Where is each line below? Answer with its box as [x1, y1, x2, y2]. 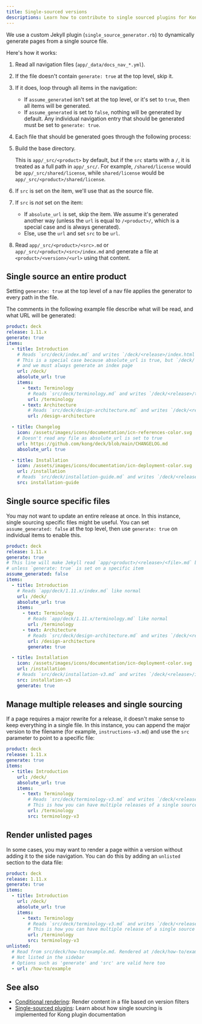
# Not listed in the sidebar [11, 954, 85, 960]
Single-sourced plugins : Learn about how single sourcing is [14, 1005, 163, 1012]
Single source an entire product [6, 272, 127, 282]
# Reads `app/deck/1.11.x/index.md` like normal [17, 588, 141, 594]
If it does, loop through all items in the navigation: [14, 84, 138, 91]
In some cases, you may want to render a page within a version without [6, 846, 183, 853]
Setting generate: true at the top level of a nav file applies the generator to [6, 287, 192, 295]
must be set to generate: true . [23, 121, 100, 128]
